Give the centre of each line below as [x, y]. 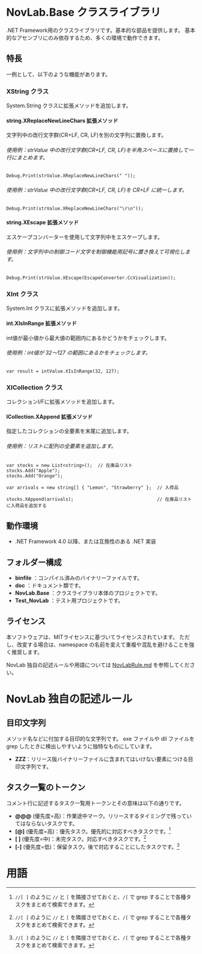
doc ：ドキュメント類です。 [49, 586]
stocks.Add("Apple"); [33, 471]
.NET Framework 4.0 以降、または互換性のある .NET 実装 [85, 541]
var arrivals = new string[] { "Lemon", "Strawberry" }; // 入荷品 [93, 488]
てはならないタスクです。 [46, 823]
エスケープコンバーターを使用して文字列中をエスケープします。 [85, 237]
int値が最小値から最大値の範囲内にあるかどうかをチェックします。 [88, 337]
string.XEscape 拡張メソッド [43, 222]
